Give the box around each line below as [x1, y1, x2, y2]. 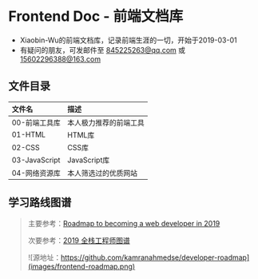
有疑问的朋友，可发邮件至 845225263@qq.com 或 [19, 45, 186, 54]
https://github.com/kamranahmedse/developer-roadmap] [60, 253, 250, 262]
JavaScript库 [67, 155, 110, 165]
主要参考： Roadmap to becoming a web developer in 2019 [27, 218, 220, 228]
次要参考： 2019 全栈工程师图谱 [27, 235, 130, 245]
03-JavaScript [11, 155, 61, 165]
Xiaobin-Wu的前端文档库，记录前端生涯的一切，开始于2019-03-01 [19, 35, 237, 45]
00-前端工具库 [11, 118, 62, 127]
